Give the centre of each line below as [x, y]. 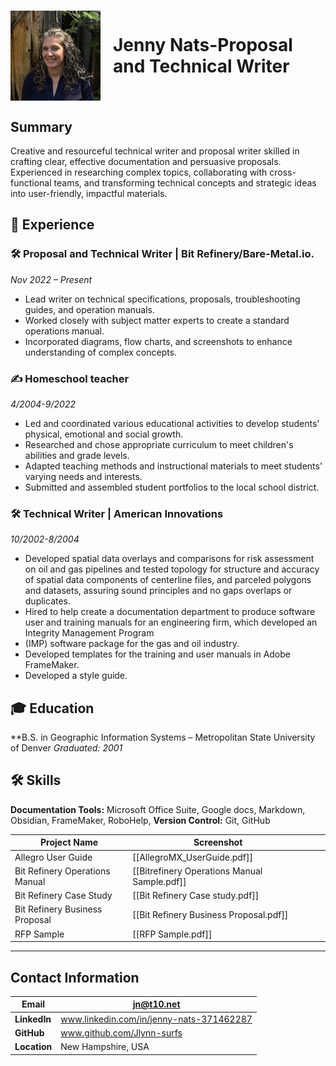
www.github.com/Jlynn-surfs [121, 1032]
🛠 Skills [36, 780]
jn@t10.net [156, 1004]
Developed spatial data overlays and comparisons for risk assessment [169, 559]
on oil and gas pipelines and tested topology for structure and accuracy [172, 569]
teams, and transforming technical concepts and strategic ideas [185, 183]
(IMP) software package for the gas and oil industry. [132, 644]
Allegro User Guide [53, 857]
